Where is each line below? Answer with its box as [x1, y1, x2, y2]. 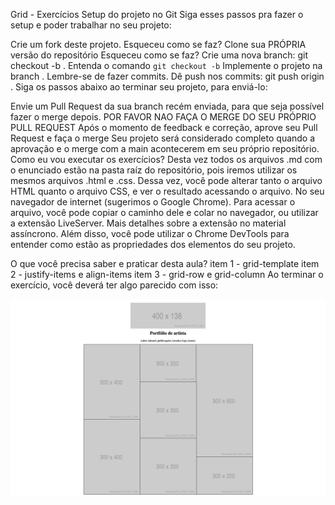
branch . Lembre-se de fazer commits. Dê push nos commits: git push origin [10, 70, 325, 82]
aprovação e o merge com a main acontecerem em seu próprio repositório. [10, 143, 320, 154]
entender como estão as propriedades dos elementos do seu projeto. [10, 239, 296, 250]
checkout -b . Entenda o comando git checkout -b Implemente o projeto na [10, 60, 323, 71]
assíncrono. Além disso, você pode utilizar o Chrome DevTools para [10, 228, 290, 239]
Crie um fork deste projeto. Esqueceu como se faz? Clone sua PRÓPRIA [10, 39, 307, 50]
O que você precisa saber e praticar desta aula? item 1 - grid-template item [10, 258, 320, 269]
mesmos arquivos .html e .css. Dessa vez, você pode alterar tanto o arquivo [10, 175, 323, 186]
